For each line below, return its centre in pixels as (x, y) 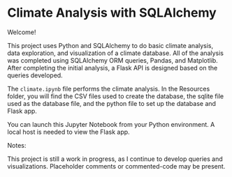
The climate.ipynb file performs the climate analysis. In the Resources (109, 88)
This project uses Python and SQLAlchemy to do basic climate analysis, (110, 45)
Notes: (17, 145)
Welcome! (22, 32)
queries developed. (35, 75)
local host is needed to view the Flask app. (69, 132)
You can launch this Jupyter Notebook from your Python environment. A (111, 124)
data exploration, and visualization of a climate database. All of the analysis (115, 53)
